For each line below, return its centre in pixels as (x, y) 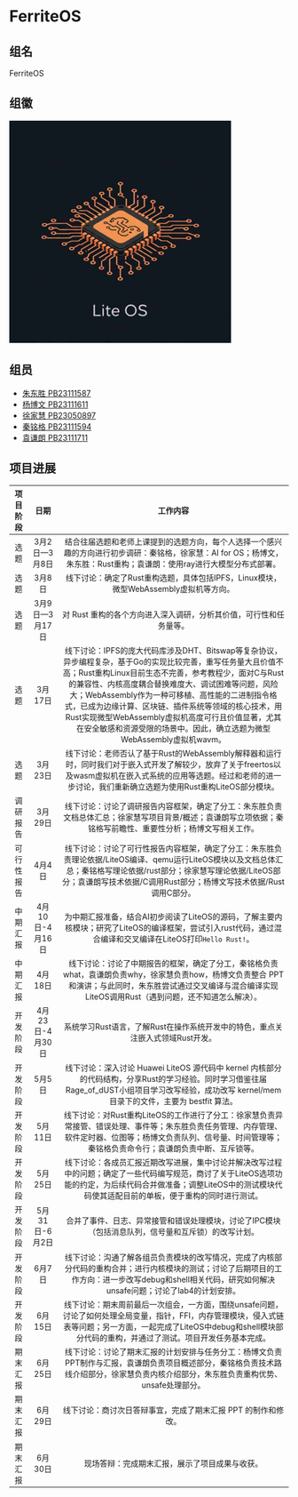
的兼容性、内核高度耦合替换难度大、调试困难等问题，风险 (173, 684)
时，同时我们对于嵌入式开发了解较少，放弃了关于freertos (169, 765)
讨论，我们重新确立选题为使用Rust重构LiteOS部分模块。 (177, 787)
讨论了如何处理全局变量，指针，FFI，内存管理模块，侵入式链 (173, 1315)
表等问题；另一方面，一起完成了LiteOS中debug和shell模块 (170, 1326)
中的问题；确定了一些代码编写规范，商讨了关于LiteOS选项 (169, 1173)
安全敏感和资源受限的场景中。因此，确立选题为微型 (177, 728)
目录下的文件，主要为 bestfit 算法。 (173, 1101)
